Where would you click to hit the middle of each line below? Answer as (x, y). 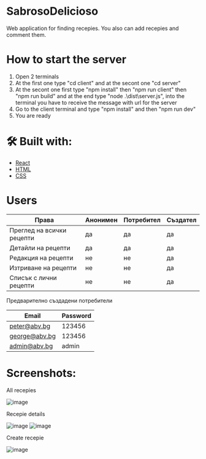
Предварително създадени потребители (59, 300)
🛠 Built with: (39, 142)
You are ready (33, 115)
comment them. (26, 34)
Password (77, 316)
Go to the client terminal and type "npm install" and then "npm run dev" (105, 109)
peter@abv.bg (30, 326)
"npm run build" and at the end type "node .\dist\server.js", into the (100, 96)
